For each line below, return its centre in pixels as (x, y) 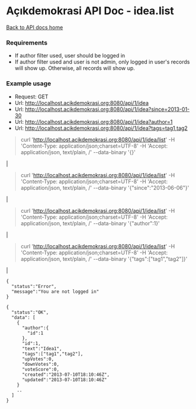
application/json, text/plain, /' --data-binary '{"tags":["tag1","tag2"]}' (104, 258)
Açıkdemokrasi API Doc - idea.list (90, 11)
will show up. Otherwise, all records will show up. (75, 68)
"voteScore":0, (41, 369)
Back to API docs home (35, 27)
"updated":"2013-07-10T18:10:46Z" (65, 380)
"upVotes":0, (38, 359)
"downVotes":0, (41, 364)
